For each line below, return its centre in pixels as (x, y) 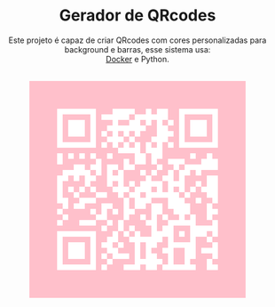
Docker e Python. (137, 59)
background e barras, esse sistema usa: (137, 49)
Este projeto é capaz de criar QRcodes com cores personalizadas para (137, 40)
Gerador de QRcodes (137, 16)
